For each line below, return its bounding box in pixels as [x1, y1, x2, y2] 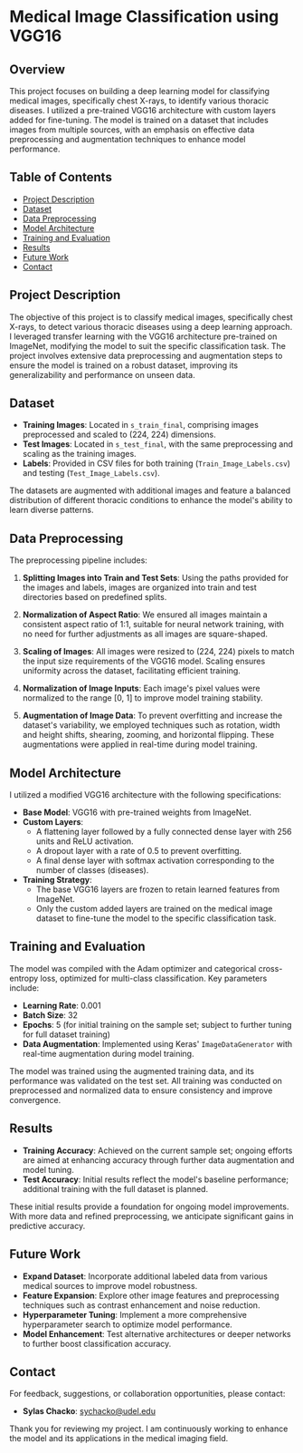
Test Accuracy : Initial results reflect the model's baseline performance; [22, 1174, 289, 1185]
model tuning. [22, 1164, 74, 1175]
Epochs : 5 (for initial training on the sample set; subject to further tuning [22, 1019, 292, 1030]
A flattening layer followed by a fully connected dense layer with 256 [35, 827, 292, 838]
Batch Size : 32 [22, 1009, 79, 1021]
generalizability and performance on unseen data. [9, 369, 196, 380]
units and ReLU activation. [35, 836, 134, 847]
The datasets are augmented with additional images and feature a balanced [9, 485, 291, 496]
